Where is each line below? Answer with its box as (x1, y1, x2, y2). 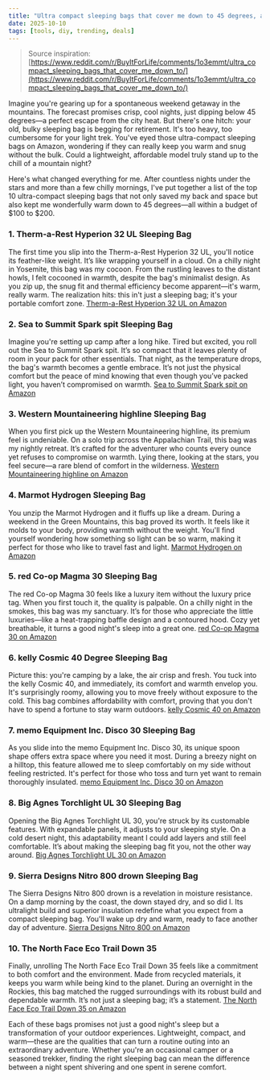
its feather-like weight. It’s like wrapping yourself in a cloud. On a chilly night (8, 255, 261, 265)
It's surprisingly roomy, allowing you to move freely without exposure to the (8, 687, 258, 697)
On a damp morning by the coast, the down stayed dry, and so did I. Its (8, 897, 243, 907)
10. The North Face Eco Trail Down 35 (8, 942, 157, 953)
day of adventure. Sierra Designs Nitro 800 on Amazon (8, 923, 190, 933)
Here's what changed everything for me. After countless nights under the (8, 174, 251, 184)
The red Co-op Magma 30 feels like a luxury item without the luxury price (8, 589, 252, 599)
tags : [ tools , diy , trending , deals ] (8, 27, 135, 35)
